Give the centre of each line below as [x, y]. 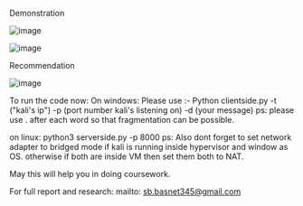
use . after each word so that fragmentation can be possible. [122, 120]
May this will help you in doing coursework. [90, 174]
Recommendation [42, 66]
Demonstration [37, 13]
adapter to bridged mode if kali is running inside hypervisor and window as [149, 147]
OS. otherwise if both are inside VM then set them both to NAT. [127, 156]
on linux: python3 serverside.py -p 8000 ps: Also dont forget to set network [151, 137]
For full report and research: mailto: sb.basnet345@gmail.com [125, 192]
